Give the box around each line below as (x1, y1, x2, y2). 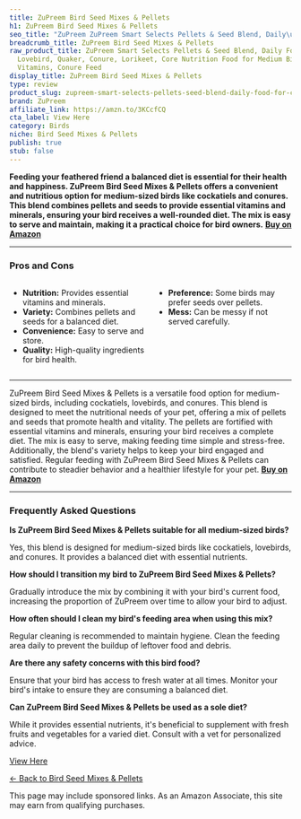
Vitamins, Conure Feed (17, 64, 102, 73)
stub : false (9, 146, 54, 155)
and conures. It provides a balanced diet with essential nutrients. (9, 552, 248, 562)
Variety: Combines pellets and (21, 306, 136, 317)
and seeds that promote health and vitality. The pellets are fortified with (9, 416, 273, 427)
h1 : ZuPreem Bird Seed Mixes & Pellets (9, 22, 159, 30)
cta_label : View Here (9, 113, 90, 122)
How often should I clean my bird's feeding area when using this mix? (9, 614, 273, 624)
